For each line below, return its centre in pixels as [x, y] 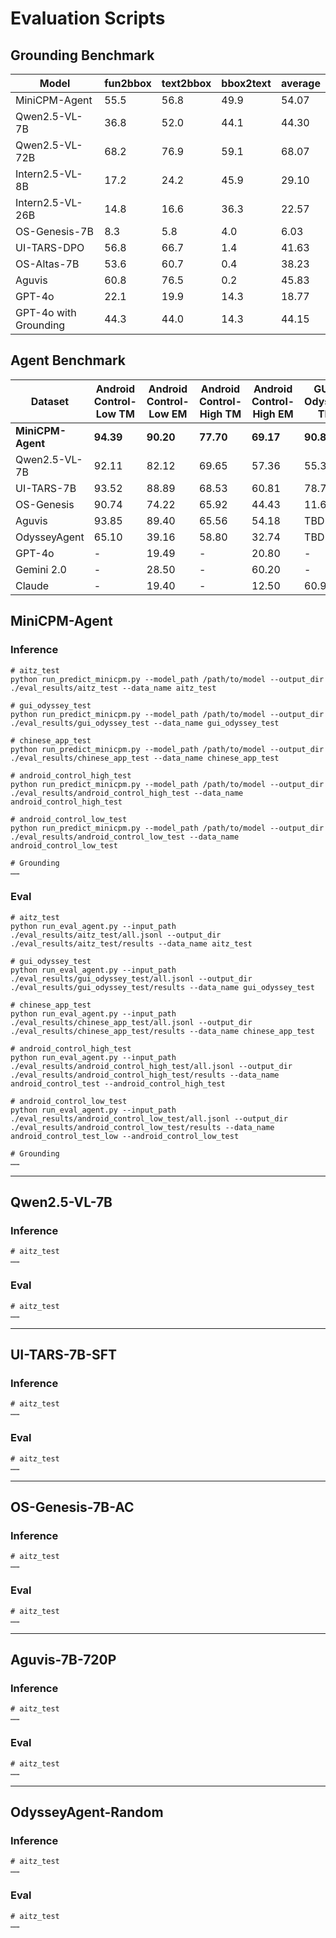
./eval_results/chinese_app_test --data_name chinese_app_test [145, 758]
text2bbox [186, 83]
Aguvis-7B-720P [63, 1660]
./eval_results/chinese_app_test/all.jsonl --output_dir [131, 1022]
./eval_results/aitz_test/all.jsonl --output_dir [116, 935]
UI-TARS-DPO [50, 247]
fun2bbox [128, 83]
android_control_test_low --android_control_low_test [125, 1136]
